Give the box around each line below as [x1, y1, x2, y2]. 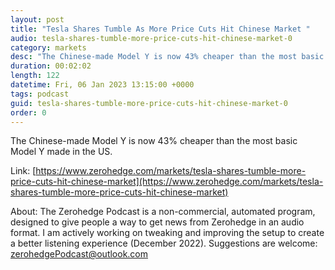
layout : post [10, 14, 65, 25]
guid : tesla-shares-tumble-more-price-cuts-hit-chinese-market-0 [10, 98, 288, 108]
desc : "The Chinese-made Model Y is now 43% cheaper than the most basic [10, 52, 325, 62]
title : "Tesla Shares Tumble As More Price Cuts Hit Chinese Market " [10, 24, 311, 34]
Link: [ [10, 165, 37, 177]
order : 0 [10, 107, 47, 118]
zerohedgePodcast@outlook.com [10, 248, 149, 260]
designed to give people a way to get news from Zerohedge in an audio [10, 216, 305, 228]
